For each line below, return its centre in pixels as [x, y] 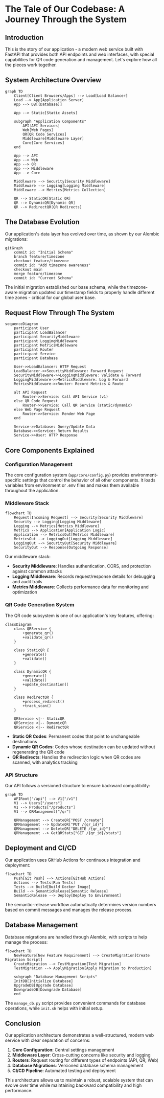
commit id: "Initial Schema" [44, 252]
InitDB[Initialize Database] [44, 981]
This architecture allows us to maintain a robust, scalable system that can [79, 1080]
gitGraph [14, 248]
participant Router [34, 350]
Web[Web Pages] [38, 130]
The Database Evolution [42, 222]
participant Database [36, 358]
